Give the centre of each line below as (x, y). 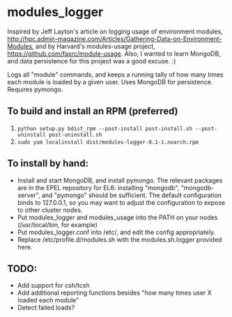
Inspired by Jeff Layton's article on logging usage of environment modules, (115, 31)
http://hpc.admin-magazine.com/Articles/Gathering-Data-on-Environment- (115, 38)
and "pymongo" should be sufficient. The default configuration (132, 195)
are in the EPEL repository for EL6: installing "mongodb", (98, 187)
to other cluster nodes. (50, 210)
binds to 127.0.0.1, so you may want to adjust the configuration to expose (121, 202)
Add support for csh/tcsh (53, 286)
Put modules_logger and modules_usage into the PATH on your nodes (117, 217)
